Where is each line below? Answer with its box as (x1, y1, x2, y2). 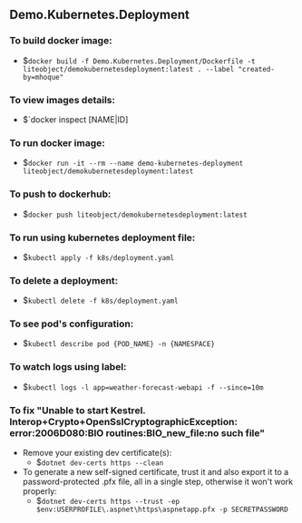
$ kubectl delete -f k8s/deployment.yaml (22, 295, 179, 306)
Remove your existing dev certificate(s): (22, 448, 172, 459)
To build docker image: (9, 34, 112, 47)
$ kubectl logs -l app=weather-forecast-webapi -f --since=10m (22, 381, 264, 392)
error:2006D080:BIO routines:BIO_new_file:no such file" (9, 426, 266, 439)
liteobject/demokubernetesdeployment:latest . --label (22, 64, 235, 73)
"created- (238, 64, 275, 73)
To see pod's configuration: (9, 317, 134, 330)
